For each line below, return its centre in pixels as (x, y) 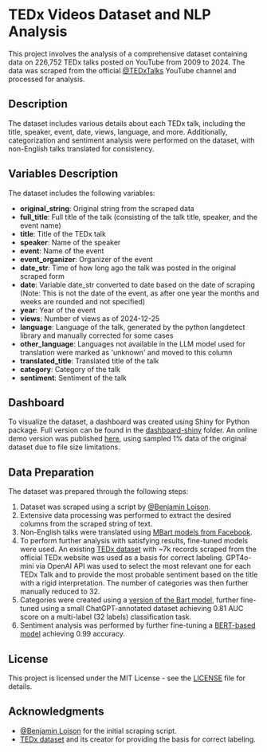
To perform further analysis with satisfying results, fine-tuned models (134, 541)
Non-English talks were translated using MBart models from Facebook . (136, 532)
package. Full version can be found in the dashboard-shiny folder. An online (133, 430)
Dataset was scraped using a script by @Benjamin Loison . (115, 507)
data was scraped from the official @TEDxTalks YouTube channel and (122, 70)
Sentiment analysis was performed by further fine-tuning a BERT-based (137, 625)
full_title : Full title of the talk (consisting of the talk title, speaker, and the (138, 217)
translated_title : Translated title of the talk (89, 361)
